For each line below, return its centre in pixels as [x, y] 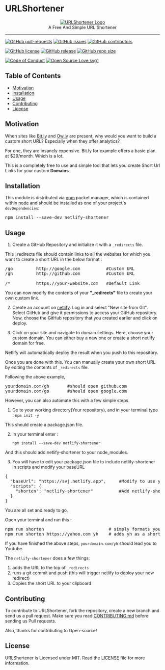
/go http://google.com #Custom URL [70, 269]
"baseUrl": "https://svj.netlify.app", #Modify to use [83, 481]
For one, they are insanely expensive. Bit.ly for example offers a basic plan [80, 151]
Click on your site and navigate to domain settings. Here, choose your [83, 333]
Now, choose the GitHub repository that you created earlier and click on [85, 318]
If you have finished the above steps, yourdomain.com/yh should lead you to [81, 543]
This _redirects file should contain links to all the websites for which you [78, 254]
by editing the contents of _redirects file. [47, 367]
